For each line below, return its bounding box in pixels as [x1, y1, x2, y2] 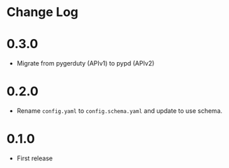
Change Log [6, 4, 78, 20]
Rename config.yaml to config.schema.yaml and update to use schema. [16, 107, 223, 115]
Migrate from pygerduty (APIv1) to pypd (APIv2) [16, 59, 155, 68]
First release [16, 154, 53, 162]
